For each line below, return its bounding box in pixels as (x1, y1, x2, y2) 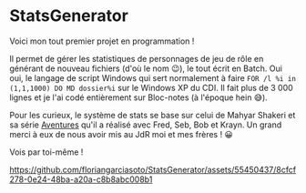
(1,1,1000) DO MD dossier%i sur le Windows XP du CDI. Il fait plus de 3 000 (9, 82, 293, 93)
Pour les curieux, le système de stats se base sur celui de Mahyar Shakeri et (9, 109, 296, 120)
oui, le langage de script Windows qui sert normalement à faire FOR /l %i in (9, 72, 296, 83)
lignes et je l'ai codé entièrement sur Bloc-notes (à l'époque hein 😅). (9, 92, 269, 103)
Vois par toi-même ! (9, 147, 84, 157)
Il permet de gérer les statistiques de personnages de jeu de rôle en (9, 53, 264, 64)
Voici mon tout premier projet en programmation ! (9, 36, 195, 46)
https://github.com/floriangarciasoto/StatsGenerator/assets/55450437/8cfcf (9, 164, 297, 175)
